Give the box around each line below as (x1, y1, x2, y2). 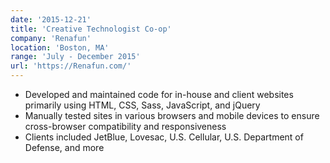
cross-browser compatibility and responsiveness (24, 121, 227, 132)
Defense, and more (24, 142, 105, 153)
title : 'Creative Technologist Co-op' (10, 24, 172, 34)
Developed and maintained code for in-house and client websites (24, 89, 294, 100)
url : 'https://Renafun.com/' (10, 61, 132, 71)
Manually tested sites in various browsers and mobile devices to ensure (24, 110, 320, 121)
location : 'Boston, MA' (10, 42, 110, 53)
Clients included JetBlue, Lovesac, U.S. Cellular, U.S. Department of (24, 131, 304, 143)
